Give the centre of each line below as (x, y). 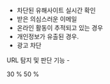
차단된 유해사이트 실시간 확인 (56, 10)
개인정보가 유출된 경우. (48, 36)
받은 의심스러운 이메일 (47, 19)
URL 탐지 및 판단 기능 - (38, 60)
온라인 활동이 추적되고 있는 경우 (60, 28)
